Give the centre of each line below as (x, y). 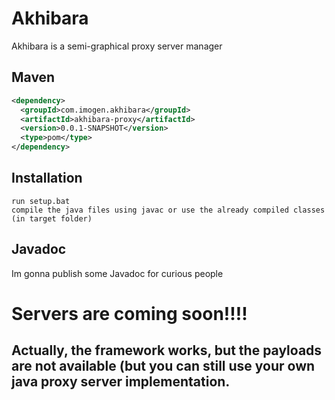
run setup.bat (41, 201)
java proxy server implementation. (121, 382)
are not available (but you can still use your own (163, 366)
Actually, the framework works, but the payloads (167, 350)
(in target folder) (52, 218)
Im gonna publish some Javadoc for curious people (117, 273)
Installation (47, 178)
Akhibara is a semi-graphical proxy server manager (117, 46)
